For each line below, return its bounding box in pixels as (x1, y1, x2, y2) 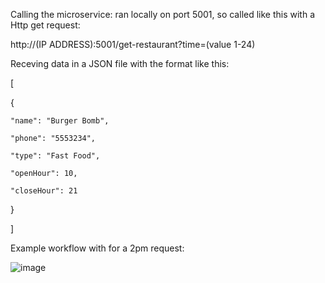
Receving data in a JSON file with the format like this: (10, 58, 230, 69)
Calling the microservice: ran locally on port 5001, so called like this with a (10, 9, 316, 20)
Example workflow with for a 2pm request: (10, 242, 185, 254)
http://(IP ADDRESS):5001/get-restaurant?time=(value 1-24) (10, 39, 256, 50)
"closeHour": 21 (10, 186, 78, 196)
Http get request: (10, 19, 81, 31)
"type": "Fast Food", (10, 151, 101, 161)
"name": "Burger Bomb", (10, 116, 110, 126)
